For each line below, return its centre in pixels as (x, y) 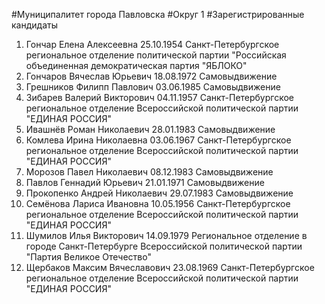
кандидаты (34, 25)
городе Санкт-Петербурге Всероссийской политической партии (164, 246)
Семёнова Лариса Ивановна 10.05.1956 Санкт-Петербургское (158, 203)
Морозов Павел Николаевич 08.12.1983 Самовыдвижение (149, 172)
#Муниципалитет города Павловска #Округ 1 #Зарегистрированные (158, 14)
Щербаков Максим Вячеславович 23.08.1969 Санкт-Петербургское (170, 267)
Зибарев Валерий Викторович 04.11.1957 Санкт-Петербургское (160, 97)
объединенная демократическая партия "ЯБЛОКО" (136, 65)
